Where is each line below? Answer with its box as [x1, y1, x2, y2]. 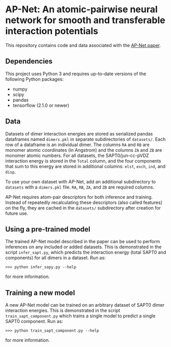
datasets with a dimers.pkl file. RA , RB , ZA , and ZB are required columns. [5, 184, 155, 190]
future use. [5, 210, 29, 216]
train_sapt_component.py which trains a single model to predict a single [5, 313, 156, 319]
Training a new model [5, 288, 75, 297]
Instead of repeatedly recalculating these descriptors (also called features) [5, 199, 162, 205]
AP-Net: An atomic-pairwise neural [5, 4, 158, 15]
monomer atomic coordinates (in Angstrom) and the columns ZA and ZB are [5, 147, 162, 153]
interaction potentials [5, 26, 99, 37]
